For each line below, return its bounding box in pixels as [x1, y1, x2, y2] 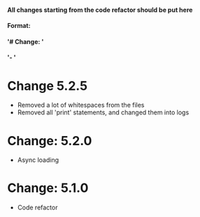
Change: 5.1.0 [7, 180, 89, 196]
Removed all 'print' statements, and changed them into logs [17, 108, 190, 117]
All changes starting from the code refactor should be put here [7, 6, 193, 14]
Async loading [17, 156, 59, 164]
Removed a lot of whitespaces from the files [17, 101, 145, 110]
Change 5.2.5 [7, 77, 88, 93]
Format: [7, 22, 31, 30]
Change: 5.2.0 [7, 133, 92, 149]
